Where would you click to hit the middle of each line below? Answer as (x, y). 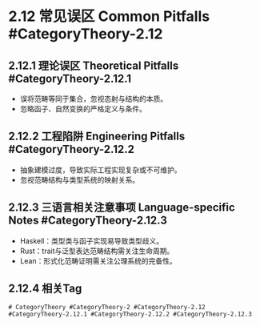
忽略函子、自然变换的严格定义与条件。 (83, 109)
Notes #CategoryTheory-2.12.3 (88, 221)
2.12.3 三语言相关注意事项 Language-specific (122, 208)
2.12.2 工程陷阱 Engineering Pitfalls (97, 137)
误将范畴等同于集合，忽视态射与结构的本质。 (94, 99)
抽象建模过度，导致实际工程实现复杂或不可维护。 (100, 170)
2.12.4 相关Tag (45, 289)
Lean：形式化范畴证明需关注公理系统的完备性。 (98, 260)
